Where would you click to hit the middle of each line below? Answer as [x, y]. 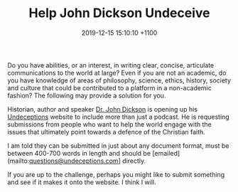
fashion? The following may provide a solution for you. [87, 95]
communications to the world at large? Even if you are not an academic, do [117, 73]
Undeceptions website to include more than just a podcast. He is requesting [118, 117]
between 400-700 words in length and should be [79, 153]
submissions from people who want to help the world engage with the [109, 124]
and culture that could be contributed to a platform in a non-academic [109, 87]
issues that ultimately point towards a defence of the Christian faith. [107, 132]
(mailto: [18, 161]
